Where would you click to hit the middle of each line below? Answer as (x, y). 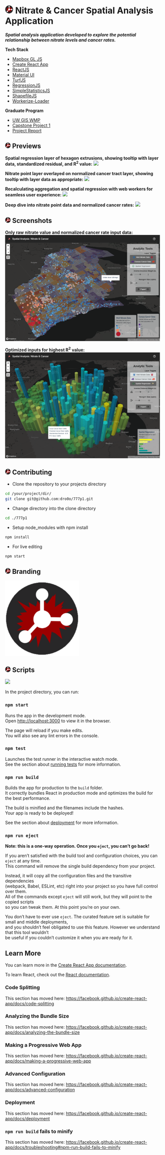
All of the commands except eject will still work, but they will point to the (79, 897)
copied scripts (20, 902)
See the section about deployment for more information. (62, 823)
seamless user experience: (33, 195)
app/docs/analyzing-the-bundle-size (42, 1032)
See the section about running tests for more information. (63, 764)
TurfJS (19, 80)
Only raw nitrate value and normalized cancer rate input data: (69, 232)
